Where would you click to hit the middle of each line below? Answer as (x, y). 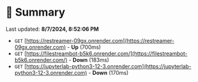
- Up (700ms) (84, 47)
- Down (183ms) (89, 60)
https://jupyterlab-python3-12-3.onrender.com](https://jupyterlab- (109, 66)
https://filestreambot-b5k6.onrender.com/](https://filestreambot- (107, 53)
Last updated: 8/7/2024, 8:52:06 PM (52, 29)
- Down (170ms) (108, 72)
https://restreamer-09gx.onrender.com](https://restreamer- (101, 40)
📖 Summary (35, 12)
